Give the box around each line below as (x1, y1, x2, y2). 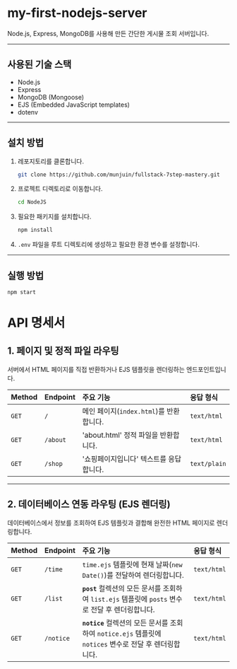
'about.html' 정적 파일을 (82, 430, 159, 440)
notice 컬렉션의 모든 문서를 (82, 617, 169, 627)
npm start (7, 289, 37, 296)
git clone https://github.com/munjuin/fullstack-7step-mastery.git (17, 171, 220, 178)
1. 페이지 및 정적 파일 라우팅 (7, 345, 119, 357)
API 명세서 (7, 315, 66, 331)
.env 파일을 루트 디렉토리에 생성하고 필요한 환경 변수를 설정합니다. (17, 240, 200, 249)
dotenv (17, 107, 39, 116)
